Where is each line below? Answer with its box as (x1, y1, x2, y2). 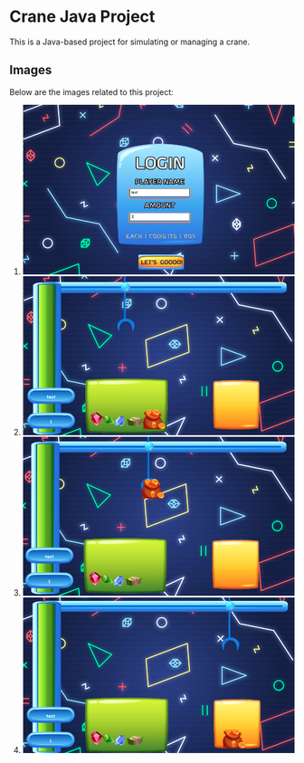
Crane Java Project (9, 6, 156, 27)
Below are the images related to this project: (9, 86, 174, 97)
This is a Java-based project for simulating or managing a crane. (9, 36, 251, 47)
